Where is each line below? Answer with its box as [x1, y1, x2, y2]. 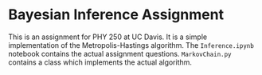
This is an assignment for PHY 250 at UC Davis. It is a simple [8, 32, 208, 41]
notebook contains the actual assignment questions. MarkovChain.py [8, 49, 233, 58]
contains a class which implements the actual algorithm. [8, 57, 193, 67]
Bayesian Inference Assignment [8, 6, 225, 24]
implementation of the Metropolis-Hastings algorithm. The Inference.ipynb [8, 40, 255, 49]
